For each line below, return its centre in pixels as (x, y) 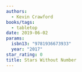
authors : (17, 11)
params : (15, 38)
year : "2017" (27, 49)
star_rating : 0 (24, 55)
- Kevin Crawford (32, 17)
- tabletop (24, 28)
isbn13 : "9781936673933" (41, 44)
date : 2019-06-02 (27, 33)
